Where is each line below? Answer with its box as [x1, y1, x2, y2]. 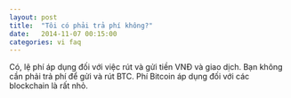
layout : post [9, 12, 58, 22]
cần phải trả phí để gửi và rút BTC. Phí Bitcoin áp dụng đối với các [9, 72, 250, 82]
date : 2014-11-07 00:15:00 [9, 29, 117, 38]
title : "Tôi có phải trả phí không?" [9, 21, 153, 30]
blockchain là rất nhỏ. [9, 80, 89, 91]
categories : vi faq [9, 37, 82, 47]
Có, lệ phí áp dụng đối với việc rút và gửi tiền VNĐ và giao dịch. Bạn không [9, 62, 283, 72]
